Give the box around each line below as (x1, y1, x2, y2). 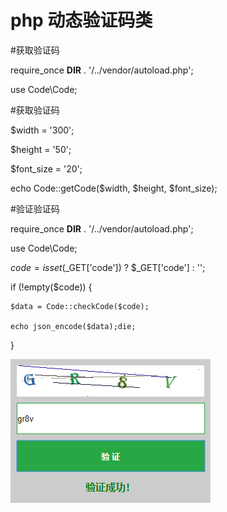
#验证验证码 (10, 202, 60, 215)
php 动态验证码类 (10, 9, 153, 32)
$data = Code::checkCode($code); (10, 301, 150, 311)
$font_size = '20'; (10, 162, 83, 175)
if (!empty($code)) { (10, 281, 93, 293)
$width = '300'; (10, 124, 75, 136)
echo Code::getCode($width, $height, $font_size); (10, 182, 218, 194)
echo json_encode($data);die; (10, 321, 137, 331)
